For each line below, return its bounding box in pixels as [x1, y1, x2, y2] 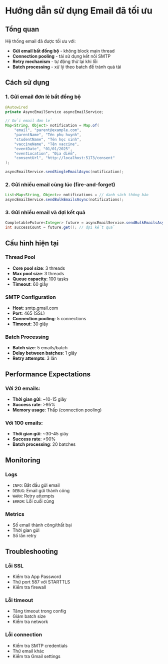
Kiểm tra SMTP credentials [12, 642, 68, 648]
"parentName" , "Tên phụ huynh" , [14, 133, 81, 138]
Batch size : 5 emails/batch [12, 345, 68, 351]
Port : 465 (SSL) [12, 310, 45, 316]
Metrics [5, 511, 24, 518]
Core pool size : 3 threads [12, 265, 65, 271]
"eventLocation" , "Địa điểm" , [14, 151, 77, 156]
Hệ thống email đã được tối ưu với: [5, 38, 76, 44]
